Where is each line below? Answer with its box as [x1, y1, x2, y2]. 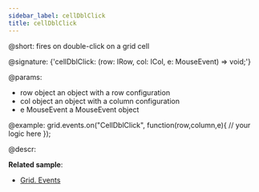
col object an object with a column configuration [19, 96, 180, 106]
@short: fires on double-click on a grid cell [8, 41, 150, 50]
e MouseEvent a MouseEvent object [19, 105, 140, 114]
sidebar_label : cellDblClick [8, 11, 106, 20]
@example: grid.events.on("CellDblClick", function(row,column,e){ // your [8, 120, 251, 130]
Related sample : [8, 159, 63, 169]
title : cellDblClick [8, 19, 78, 27]
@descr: [8, 144, 36, 154]
